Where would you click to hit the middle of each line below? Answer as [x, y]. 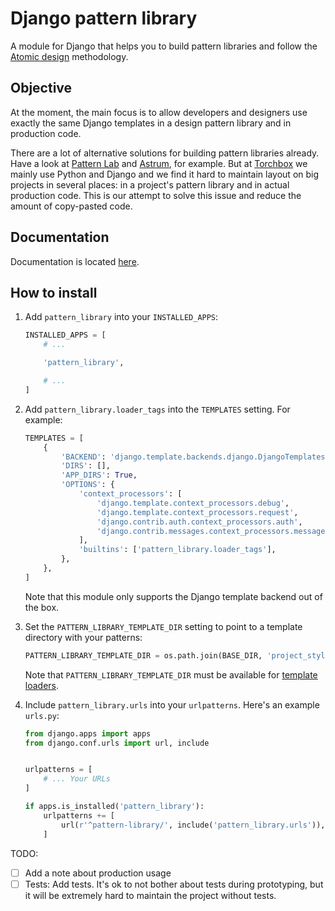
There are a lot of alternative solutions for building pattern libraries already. [165, 153]
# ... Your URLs [77, 779]
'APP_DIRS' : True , [99, 475]
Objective [41, 88]
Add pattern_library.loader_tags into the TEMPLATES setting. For [157, 409]
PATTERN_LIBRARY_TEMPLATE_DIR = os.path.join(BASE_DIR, [143, 655]
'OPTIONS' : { [88, 485]
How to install [54, 292]
